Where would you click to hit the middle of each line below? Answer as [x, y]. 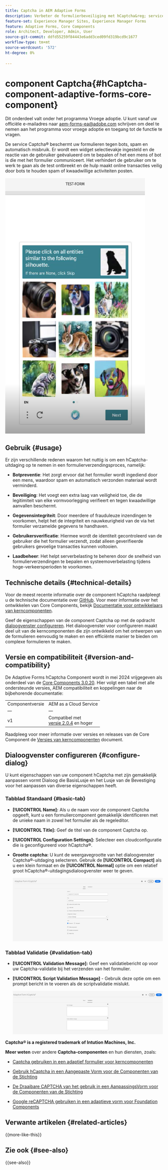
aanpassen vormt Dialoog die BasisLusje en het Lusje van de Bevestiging [80, 780]
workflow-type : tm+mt [28, 43]
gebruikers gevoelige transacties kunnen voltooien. [65, 546]
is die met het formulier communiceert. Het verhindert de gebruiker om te [81, 160]
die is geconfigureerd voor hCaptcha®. [52, 845]
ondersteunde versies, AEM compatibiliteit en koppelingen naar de [74, 688]
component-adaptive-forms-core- [78, 94]
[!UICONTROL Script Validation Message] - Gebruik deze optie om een [86, 979]
